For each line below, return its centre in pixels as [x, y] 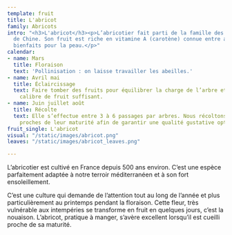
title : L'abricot [32, 20]
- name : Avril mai [33, 78]
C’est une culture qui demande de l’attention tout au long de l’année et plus [114, 195]
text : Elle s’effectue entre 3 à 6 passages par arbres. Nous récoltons [120, 116]
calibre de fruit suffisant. [61, 97]
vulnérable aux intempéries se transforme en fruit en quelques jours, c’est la [115, 210]
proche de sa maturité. [39, 225]
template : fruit [30, 13]
